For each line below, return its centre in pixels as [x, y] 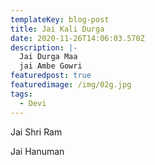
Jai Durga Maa [48, 57]
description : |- [44, 47]
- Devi [33, 103]
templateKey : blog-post [60, 19]
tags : [21, 94]
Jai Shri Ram [36, 132]
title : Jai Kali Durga [57, 29]
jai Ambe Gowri [51, 66]
